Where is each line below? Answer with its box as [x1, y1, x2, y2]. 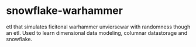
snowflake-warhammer [6, 4, 123, 17]
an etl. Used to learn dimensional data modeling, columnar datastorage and [6, 29, 188, 36]
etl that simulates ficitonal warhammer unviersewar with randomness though [6, 23, 191, 30]
